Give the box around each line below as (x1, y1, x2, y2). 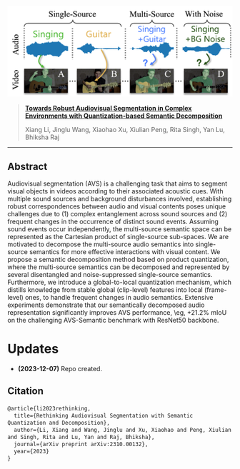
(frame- (204, 286, 227, 294)
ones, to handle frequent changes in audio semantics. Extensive (24, 293, 214, 302)
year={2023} (14, 448, 50, 455)
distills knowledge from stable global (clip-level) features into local (7, 286, 203, 294)
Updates (7, 341, 59, 357)
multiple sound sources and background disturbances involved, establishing (7, 195, 232, 203)
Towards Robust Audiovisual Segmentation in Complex (24, 104, 192, 113)
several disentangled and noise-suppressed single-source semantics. (7, 271, 213, 279)
